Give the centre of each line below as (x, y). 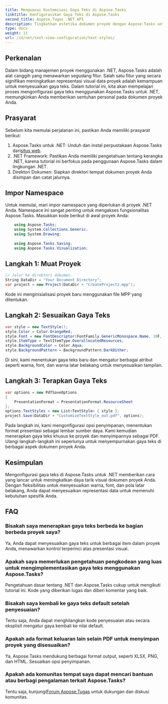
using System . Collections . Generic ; (51, 230)
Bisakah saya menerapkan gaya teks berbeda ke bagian (74, 526)
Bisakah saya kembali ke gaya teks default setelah (67, 603)
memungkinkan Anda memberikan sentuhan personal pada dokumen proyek (84, 97)
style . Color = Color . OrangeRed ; (39, 332)
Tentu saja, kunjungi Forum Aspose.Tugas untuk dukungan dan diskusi (77, 691)
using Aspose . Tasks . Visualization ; (51, 248)
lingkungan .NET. (30, 167)
